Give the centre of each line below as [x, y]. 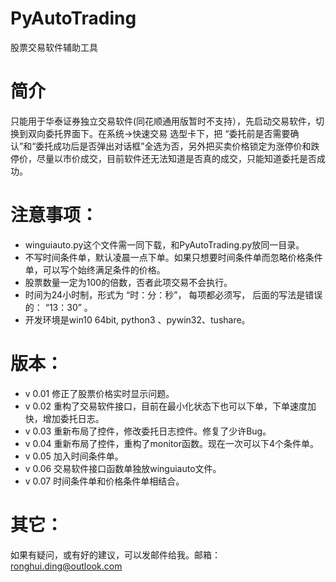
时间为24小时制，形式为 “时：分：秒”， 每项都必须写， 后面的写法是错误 [173, 294]
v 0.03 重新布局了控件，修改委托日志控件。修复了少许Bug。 [148, 431]
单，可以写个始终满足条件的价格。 [95, 269]
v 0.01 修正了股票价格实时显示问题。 [99, 393]
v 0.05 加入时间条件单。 [74, 456]
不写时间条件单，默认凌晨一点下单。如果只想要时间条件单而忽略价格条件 [173, 257]
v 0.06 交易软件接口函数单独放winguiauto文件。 [123, 468]
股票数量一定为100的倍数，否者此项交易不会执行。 [128, 282]
